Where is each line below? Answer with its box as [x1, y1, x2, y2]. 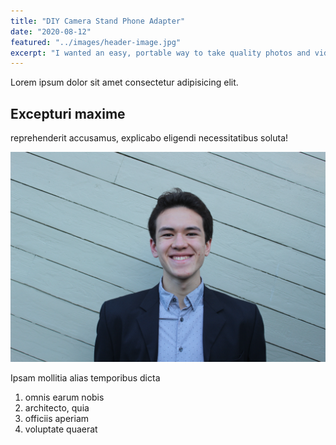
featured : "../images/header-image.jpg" [10, 37, 182, 47]
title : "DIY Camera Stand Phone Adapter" [10, 16, 186, 26]
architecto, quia [24, 401, 90, 414]
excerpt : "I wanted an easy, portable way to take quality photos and [10, 48, 311, 58]
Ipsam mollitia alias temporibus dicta [10, 371, 161, 384]
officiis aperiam [24, 412, 90, 424]
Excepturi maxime [10, 105, 126, 122]
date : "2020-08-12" [10, 26, 92, 37]
